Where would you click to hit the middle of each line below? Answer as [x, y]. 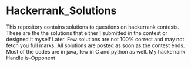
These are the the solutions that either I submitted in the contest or [87, 33]
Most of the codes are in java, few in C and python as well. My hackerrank [96, 51]
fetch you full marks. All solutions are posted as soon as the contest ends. [95, 45]
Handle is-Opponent [31, 58]
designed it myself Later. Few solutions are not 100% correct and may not [95, 39]
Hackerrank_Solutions [61, 11]
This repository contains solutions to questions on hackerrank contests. [93, 27]
